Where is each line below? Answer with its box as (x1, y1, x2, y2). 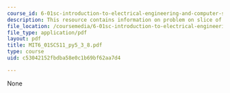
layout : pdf (7, 36, 41, 42)
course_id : (7, 10, 38, 17)
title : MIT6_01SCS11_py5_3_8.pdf (7, 42, 103, 49)
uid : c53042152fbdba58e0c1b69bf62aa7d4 (7, 55, 121, 62)
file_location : (7, 23, 51, 29)
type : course (7, 49, 44, 55)
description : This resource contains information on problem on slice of (7, 16, 222, 23)
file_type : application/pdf (7, 29, 88, 36)
